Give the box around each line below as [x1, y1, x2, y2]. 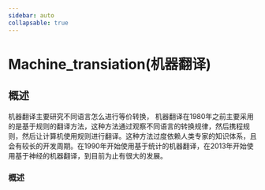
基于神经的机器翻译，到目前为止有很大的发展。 [14, 151, 167, 160]
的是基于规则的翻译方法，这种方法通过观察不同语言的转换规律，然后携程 [8, 121, 243, 131]
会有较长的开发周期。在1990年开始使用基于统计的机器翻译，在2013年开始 [8, 141, 247, 151]
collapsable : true [8, 19, 69, 27]
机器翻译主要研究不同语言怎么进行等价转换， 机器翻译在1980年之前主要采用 [8, 111, 254, 121]
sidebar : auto [8, 11, 55, 20]
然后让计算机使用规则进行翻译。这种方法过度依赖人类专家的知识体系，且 [21, 131, 257, 140]
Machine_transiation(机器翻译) [8, 55, 211, 73]
